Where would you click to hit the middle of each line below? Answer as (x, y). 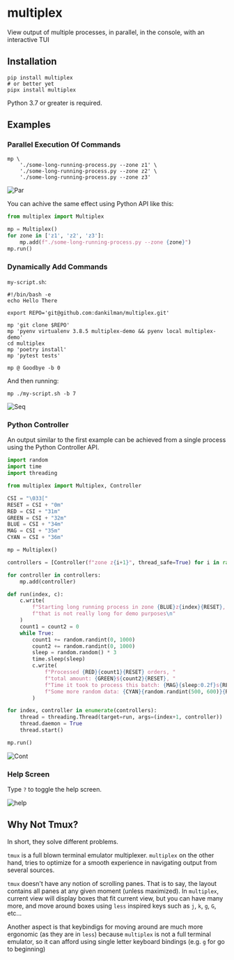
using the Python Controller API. (53, 448)
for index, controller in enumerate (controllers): (82, 711)
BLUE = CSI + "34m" (36, 524)
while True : (37, 633)
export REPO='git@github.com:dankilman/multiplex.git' (88, 313)
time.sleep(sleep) (59, 659)
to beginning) (26, 949)
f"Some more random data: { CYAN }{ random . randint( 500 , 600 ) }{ (135, 692)
